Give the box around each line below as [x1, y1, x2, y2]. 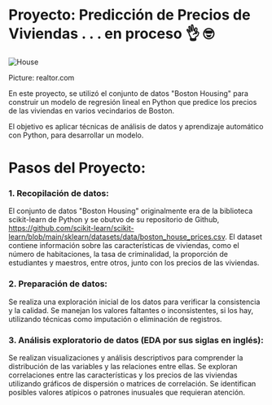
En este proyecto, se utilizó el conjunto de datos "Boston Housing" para [8, 88, 248, 98]
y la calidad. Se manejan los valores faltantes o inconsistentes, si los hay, [8, 305, 254, 315]
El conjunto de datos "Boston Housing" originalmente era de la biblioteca [8, 206, 253, 216]
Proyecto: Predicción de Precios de [8, 6, 251, 24]
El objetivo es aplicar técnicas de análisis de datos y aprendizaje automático [8, 121, 264, 131]
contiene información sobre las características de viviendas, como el [8, 241, 239, 250]
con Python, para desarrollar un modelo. [8, 130, 144, 140]
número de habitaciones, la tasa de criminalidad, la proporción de [8, 250, 229, 259]
